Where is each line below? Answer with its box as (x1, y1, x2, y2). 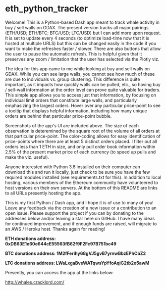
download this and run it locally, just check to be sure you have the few (5, 169, 150, 175)
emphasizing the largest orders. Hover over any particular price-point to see (5, 102, 161, 108)
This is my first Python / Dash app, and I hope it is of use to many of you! (5, 199, 154, 205)
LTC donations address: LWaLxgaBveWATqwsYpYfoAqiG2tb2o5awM (5, 260, 150, 266)
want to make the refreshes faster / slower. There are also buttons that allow (5, 46, 161, 51)
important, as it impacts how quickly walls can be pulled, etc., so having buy (5, 81, 161, 87)
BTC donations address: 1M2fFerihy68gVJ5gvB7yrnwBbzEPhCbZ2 (5, 250, 146, 256)
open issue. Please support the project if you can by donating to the (5, 210, 144, 216)
